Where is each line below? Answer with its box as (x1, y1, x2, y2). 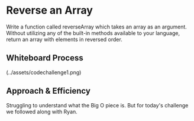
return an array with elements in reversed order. (6, 36, 122, 43)
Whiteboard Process (6, 53, 84, 63)
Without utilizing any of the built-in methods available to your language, (6, 29, 180, 36)
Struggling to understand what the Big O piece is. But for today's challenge (6, 101, 189, 109)
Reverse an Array (6, 4, 93, 17)
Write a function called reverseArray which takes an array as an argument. (6, 23, 187, 30)
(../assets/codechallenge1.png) (6, 69, 82, 76)
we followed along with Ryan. (6, 108, 78, 115)
